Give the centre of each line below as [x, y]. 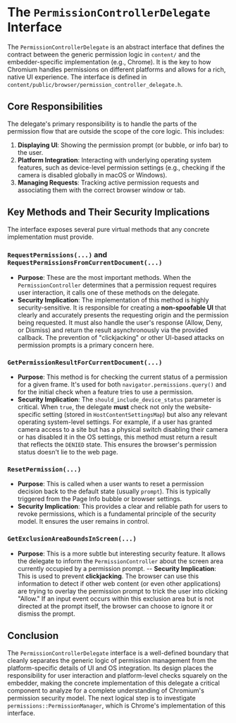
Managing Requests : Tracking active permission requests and [108, 182]
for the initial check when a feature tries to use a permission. [105, 392]
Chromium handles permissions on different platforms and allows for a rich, [117, 69]
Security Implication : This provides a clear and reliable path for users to [123, 507]
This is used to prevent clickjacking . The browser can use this [108, 576]
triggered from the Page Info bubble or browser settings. [100, 499]
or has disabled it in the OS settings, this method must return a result [117, 437]
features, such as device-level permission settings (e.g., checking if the [121, 167]
